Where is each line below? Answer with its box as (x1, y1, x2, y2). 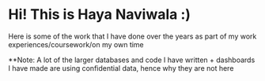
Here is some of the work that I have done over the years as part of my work (8, 31, 257, 41)
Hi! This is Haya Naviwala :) (8, 6, 191, 24)
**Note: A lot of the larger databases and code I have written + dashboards (8, 55, 256, 64)
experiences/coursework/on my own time (8, 39, 144, 49)
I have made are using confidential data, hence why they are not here (8, 63, 234, 72)
